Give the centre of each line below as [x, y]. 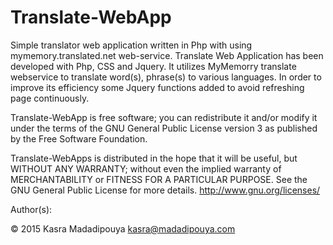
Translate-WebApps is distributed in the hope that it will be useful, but [154, 158]
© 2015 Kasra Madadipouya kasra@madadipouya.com [123, 228]
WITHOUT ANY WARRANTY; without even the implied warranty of [146, 168]
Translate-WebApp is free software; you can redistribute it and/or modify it [164, 117]
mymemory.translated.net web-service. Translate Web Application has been [167, 55]
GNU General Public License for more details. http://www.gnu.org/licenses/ [165, 190]
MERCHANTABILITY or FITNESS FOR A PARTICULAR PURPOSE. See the [159, 179]
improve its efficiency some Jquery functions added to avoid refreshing [157, 87]
